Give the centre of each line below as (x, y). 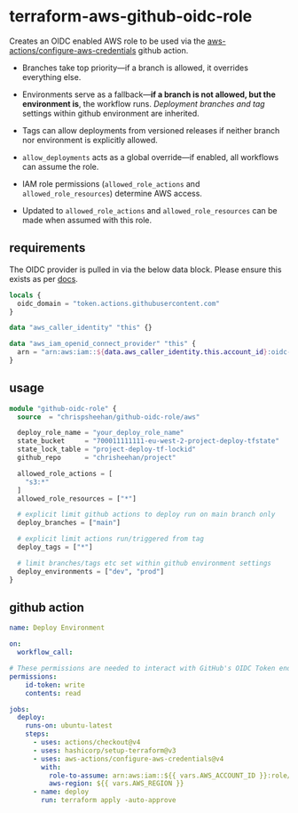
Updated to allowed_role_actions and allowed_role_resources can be (149, 210)
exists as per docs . (43, 278)
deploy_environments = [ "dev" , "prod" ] (91, 571)
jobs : (19, 709)
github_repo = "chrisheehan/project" (97, 458)
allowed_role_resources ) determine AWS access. (112, 193)
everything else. (51, 76)
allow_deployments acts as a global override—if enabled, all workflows (150, 157)
